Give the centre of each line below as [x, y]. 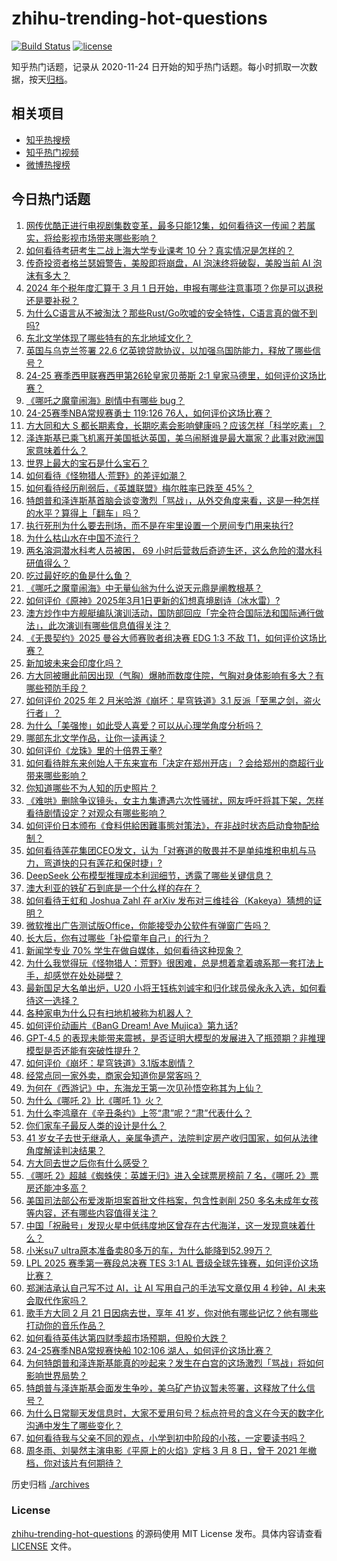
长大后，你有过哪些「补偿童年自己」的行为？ [118, 938]
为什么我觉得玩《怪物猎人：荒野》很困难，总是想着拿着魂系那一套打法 [170, 963]
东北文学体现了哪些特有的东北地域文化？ [109, 338]
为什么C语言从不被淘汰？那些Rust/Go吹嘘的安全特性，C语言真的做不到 [171, 313]
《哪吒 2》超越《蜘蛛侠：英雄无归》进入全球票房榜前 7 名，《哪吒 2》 [168, 1175]
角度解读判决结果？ [65, 1150]
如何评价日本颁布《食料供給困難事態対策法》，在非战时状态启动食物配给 [172, 825]
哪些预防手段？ [56, 688]
